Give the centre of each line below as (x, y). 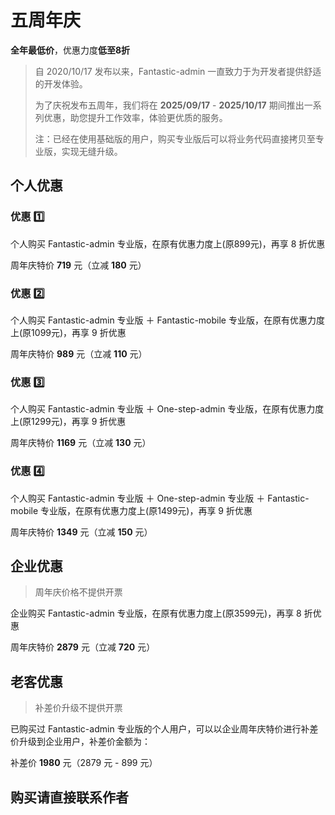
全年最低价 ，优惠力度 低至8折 (70, 50)
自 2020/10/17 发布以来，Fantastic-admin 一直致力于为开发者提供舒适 (178, 71)
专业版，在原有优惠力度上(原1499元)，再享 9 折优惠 (146, 510)
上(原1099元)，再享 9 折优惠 (68, 332)
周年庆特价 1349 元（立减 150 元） (81, 532)
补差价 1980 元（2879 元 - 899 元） (84, 763)
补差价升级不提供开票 (78, 708)
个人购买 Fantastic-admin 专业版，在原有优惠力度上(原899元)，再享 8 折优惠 (168, 243)
